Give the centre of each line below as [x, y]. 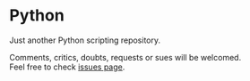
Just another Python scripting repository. [85, 40]
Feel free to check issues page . [67, 67]
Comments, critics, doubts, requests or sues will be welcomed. [125, 57]
